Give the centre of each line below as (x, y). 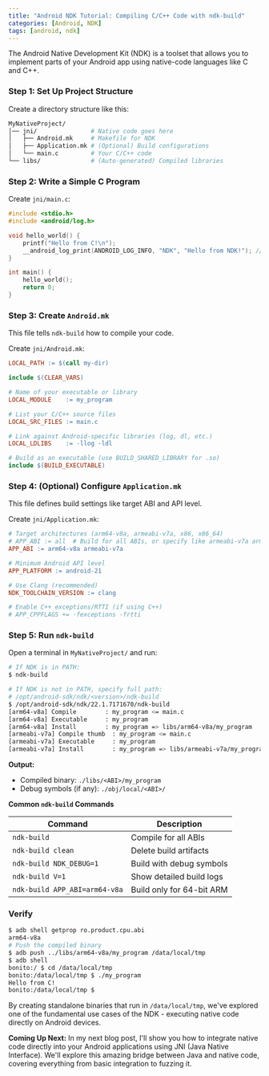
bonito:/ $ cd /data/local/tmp (60, 968)
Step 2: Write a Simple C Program (74, 181)
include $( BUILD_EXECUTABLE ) (57, 466)
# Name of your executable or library (73, 393)
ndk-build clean (43, 851)
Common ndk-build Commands (61, 805)
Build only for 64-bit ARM (179, 890)
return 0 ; (39, 287)
